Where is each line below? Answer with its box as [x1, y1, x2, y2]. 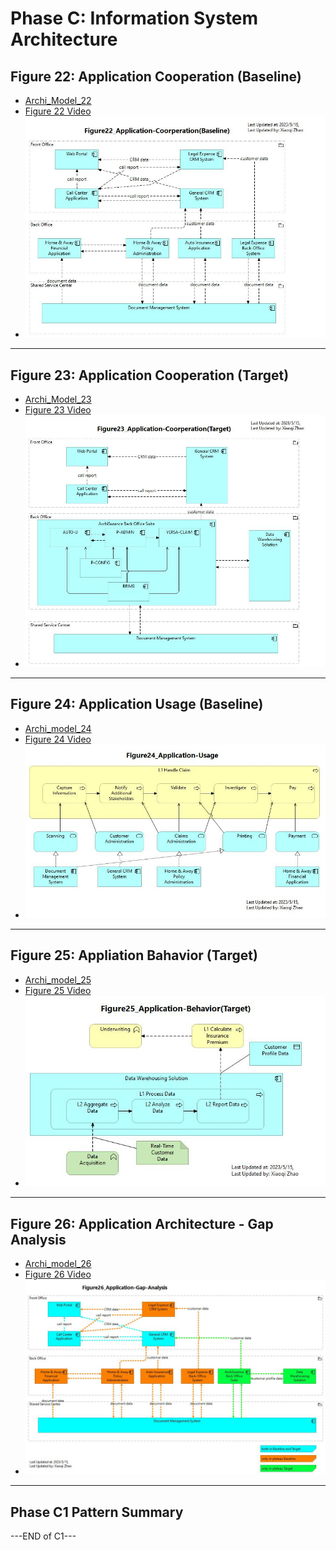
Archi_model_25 [24, 973, 92, 986]
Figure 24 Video [24, 733, 92, 745]
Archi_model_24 [24, 722, 92, 734]
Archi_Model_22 [24, 95, 92, 106]
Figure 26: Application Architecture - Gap [10, 1215, 274, 1232]
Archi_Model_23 [24, 393, 92, 406]
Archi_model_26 [24, 1258, 92, 1270]
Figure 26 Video [24, 1268, 92, 1281]
